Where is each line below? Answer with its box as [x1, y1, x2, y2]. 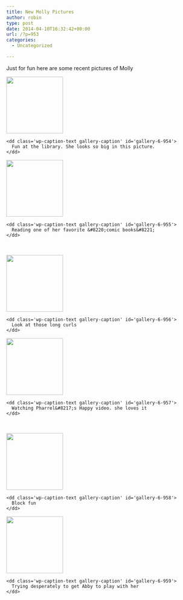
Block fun [11, 500, 36, 506]
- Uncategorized [11, 43, 53, 49]
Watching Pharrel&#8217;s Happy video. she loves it [11, 405, 147, 411]
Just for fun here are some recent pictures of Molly [6, 64, 133, 71]
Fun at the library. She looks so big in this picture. [11, 143, 155, 150]
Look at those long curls [11, 321, 77, 328]
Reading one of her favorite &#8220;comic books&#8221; [11, 226, 155, 233]
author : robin [6, 15, 42, 21]
